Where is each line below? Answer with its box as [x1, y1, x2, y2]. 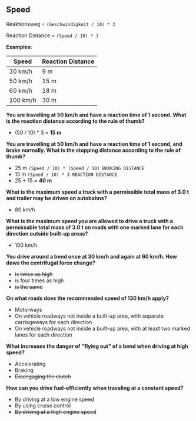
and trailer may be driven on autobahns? [6, 194, 107, 201]
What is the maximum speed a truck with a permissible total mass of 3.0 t [6, 188, 190, 195]
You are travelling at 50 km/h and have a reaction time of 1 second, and [6, 140, 182, 147]
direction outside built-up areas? [6, 230, 88, 237]
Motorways [14, 306, 42, 313]
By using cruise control [14, 402, 71, 409]
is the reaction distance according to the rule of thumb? [6, 118, 145, 125]
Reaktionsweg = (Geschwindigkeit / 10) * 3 [6, 20, 115, 27]
